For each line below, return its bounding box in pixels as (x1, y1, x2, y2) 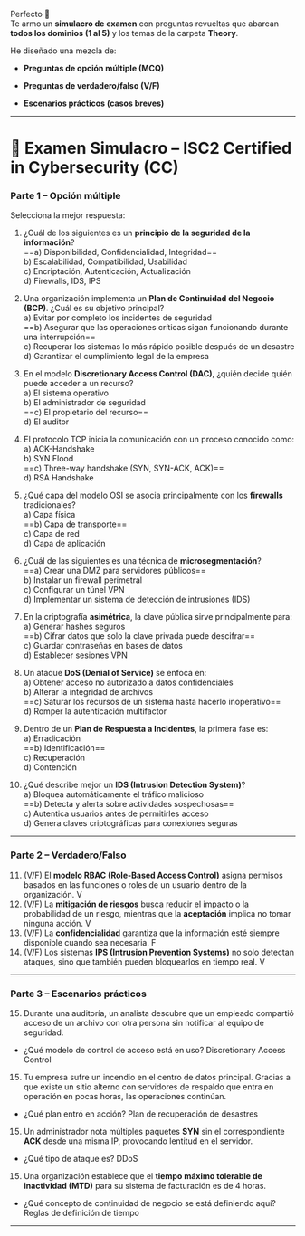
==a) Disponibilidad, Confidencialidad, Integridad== (23, 247, 218, 258)
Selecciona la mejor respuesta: (10, 210, 126, 221)
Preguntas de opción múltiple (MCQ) (23, 63, 165, 73)
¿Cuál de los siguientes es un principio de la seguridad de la (23, 227, 251, 239)
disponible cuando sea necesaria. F (23, 937, 157, 947)
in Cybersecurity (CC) (10, 157, 179, 178)
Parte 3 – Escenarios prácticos (10, 987, 148, 1000)
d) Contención (23, 762, 78, 773)
